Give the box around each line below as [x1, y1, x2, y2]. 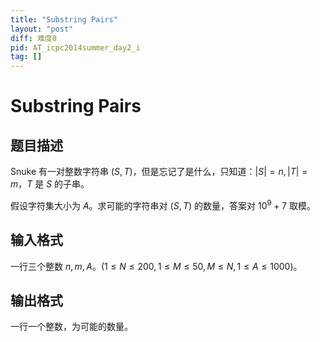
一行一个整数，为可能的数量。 [10, 321, 133, 333]
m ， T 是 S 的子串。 [10, 178, 90, 190]
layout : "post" [10, 24, 74, 34]
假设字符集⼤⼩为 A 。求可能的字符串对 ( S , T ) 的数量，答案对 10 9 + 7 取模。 [10, 198, 316, 211]
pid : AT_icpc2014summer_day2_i [10, 42, 141, 53]
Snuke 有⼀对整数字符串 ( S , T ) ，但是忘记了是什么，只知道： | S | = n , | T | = [10, 166, 308, 178]
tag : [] [10, 52, 43, 62]
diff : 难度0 [10, 33, 57, 43]
